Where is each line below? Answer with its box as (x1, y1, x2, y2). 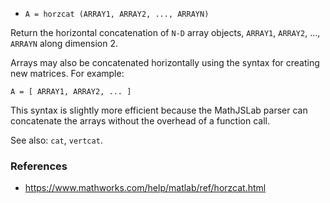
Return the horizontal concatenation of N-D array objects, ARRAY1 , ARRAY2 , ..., (10, 27, 321, 38)
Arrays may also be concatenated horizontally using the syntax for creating (10, 57, 320, 68)
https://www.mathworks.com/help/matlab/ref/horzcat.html (24, 182, 267, 194)
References (10, 159, 68, 173)
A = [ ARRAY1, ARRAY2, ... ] (10, 87, 132, 97)
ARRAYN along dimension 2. (10, 38, 118, 49)
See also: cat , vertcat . (10, 134, 103, 146)
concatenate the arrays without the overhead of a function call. (10, 115, 270, 127)
